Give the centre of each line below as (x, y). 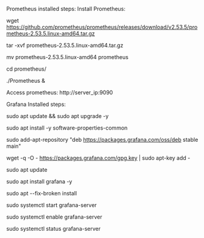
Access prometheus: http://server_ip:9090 (60, 93)
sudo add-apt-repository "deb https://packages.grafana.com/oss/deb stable (102, 140)
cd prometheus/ (26, 69)
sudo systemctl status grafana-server (54, 229)
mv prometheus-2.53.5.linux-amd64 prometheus (68, 57)
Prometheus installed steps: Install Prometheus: (66, 9)
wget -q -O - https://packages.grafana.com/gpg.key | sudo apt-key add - (98, 158)
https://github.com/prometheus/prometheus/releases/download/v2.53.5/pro (102, 27)
